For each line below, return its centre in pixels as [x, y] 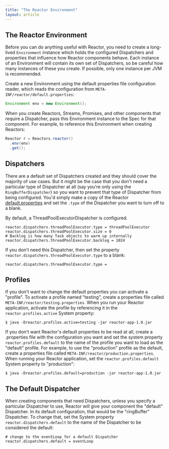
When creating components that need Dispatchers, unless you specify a [80, 401]
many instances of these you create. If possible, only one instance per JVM [84, 69]
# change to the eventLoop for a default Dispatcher [62, 437]
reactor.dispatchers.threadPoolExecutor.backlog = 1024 [65, 240]
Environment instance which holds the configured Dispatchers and [85, 52]
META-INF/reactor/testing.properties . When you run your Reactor [75, 303]
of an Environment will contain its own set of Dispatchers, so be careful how [84, 63]
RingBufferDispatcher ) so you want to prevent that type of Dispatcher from [83, 192]
